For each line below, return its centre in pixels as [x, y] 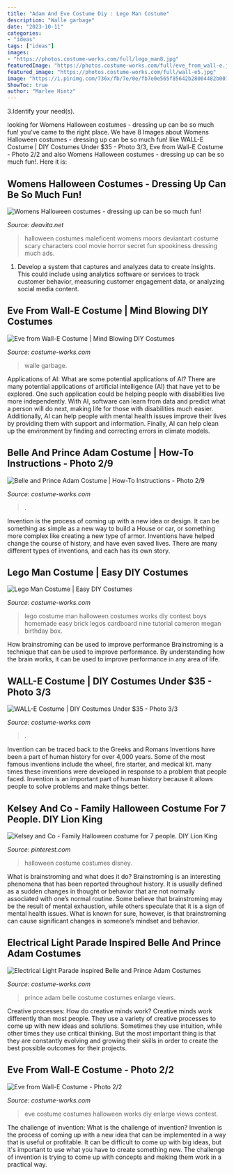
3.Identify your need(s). [41, 112]
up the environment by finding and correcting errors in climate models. [109, 431]
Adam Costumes [44, 954]
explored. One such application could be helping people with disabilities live [116, 394]
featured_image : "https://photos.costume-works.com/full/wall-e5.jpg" [112, 72]
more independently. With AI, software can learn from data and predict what [116, 401]
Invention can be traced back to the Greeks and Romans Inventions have [111, 749]
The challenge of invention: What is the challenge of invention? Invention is [115, 1127]
